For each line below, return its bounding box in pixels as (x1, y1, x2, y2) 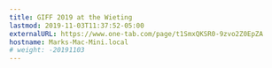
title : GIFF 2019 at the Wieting (9, 12, 133, 22)
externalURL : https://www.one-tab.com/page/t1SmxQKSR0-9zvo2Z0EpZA (9, 29, 264, 38)
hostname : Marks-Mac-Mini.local (9, 37, 128, 47)
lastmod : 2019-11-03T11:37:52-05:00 (9, 21, 144, 30)
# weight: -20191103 (9, 46, 86, 55)
